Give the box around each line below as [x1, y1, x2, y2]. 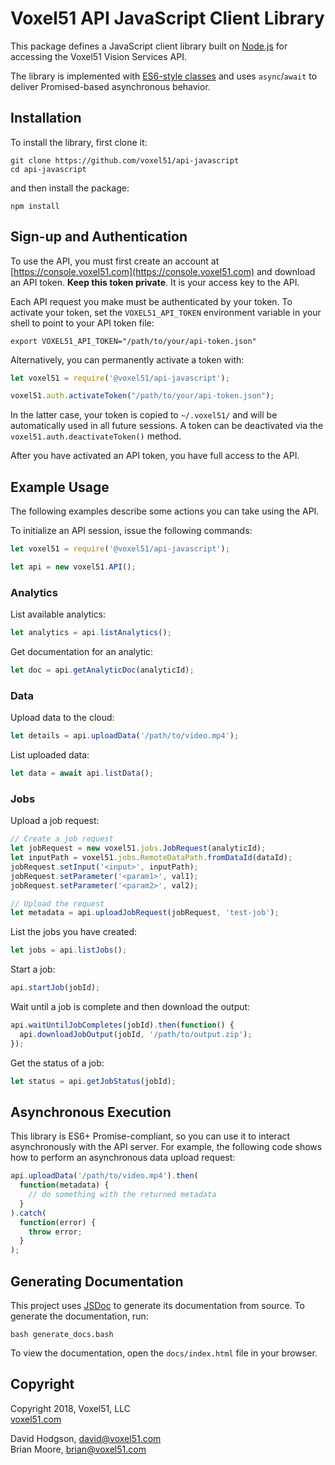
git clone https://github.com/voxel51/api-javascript [10, 155, 240, 166]
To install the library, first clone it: [10, 136, 148, 148]
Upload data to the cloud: [10, 712, 115, 724]
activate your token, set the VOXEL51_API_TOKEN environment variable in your [10, 306, 322, 318]
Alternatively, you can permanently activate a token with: [10, 353, 245, 366]
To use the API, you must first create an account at [10, 255, 220, 267]
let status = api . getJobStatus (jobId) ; [10, 1076, 177, 1086]
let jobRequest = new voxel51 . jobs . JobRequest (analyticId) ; [10, 843, 267, 854]
